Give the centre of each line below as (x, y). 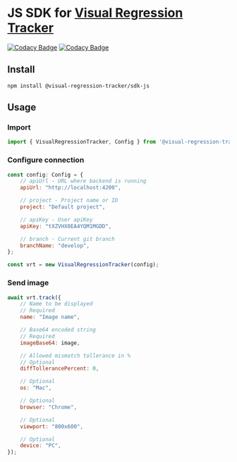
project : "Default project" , (63, 207)
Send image (28, 283)
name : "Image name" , (50, 317)
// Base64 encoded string (58, 330)
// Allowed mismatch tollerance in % (75, 356)
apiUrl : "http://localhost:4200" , (71, 188)
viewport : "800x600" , (51, 426)
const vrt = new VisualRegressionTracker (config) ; (83, 265)
